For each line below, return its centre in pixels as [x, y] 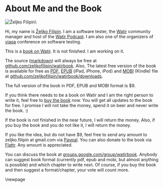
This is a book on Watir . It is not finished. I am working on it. [65, 51]
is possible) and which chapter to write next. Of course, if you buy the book [81, 165]
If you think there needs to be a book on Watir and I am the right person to [79, 95]
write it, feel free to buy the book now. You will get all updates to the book [79, 100]
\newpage [15, 179]
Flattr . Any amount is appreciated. [39, 145]
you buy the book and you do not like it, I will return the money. [68, 125]
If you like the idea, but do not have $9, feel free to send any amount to [76, 134]
